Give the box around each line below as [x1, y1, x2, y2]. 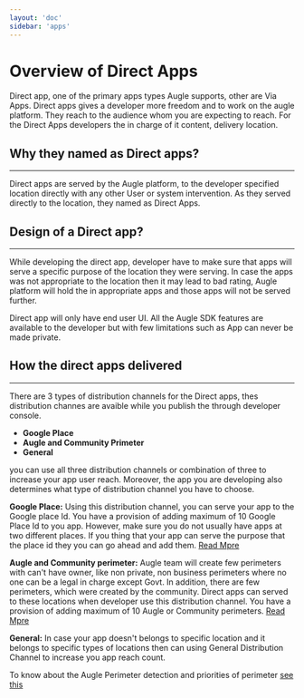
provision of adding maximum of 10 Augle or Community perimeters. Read [9, 605, 286, 616]
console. [9, 410, 43, 421]
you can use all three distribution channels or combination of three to [9, 464, 267, 475]
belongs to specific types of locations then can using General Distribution [9, 642, 284, 653]
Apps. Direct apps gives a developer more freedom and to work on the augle [9, 101, 295, 111]
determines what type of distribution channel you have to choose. [9, 483, 255, 494]
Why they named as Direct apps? [9, 146, 200, 161]
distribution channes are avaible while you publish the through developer [9, 400, 281, 411]
